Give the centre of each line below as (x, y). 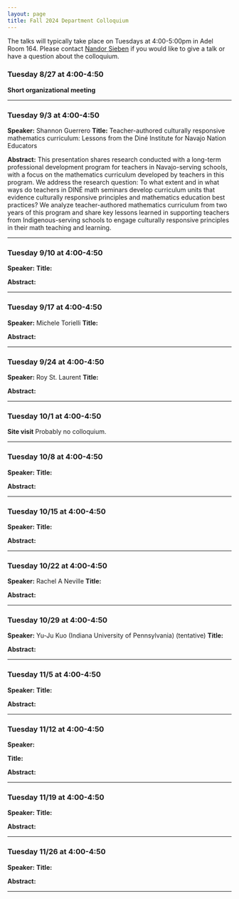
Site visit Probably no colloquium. (57, 432)
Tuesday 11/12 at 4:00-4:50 (56, 729)
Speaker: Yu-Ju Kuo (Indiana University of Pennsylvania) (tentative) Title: (116, 635)
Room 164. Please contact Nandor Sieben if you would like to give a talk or (116, 48)
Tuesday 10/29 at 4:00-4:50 (58, 620)
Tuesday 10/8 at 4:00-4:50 (55, 457)
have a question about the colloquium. (63, 56)
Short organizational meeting (52, 90)
